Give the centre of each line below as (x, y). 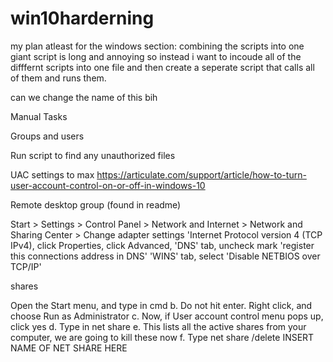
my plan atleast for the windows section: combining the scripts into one (157, 46)
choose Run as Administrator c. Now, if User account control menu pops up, (167, 316)
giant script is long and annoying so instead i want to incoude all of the (156, 56)
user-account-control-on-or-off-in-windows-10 (108, 185)
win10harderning (82, 18)
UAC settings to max (52, 174)
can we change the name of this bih (84, 97)
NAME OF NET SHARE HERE (69, 348)
